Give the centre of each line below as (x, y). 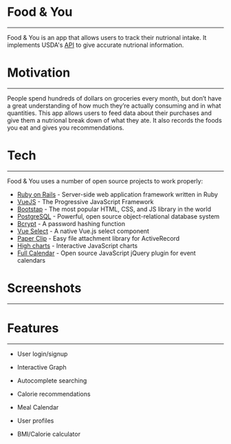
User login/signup (42, 354)
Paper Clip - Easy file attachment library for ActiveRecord (98, 238)
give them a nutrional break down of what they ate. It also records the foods (114, 120)
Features (33, 328)
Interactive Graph (42, 367)
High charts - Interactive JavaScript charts (77, 245)
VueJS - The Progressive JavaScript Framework (85, 201)
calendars (31, 260)
